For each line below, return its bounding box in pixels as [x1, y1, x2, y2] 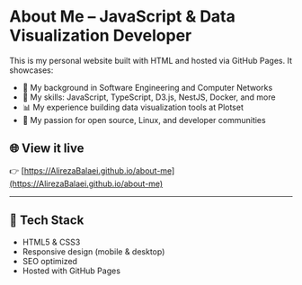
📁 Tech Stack [9, 213, 84, 228]
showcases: [9, 65, 54, 76]
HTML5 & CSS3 [22, 236, 81, 247]
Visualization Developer [9, 25, 192, 46]
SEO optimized [22, 255, 78, 266]
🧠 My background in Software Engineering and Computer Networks [22, 82, 273, 93]
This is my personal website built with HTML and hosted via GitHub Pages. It [9, 55, 293, 66]
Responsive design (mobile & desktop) [22, 245, 165, 257]
